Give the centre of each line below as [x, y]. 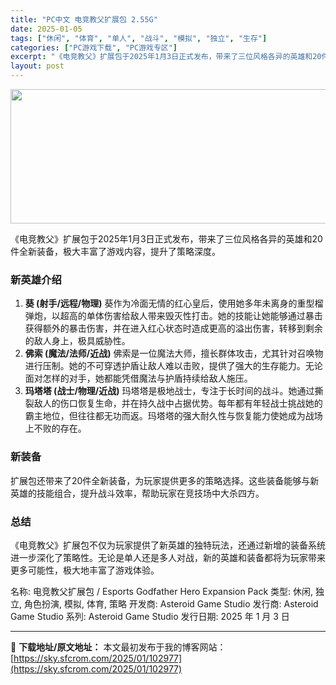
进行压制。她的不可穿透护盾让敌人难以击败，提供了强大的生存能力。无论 [173, 366]
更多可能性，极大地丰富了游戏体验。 [85, 570]
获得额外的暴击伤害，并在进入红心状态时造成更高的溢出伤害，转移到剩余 [173, 328]
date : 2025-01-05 [46, 29]
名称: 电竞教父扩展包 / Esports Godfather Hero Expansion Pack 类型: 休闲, [162, 591]
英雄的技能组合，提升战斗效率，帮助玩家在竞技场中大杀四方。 [137, 493]
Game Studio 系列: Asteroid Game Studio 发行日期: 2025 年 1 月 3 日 [150, 616]
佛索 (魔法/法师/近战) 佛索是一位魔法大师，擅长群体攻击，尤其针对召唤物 [174, 353]
